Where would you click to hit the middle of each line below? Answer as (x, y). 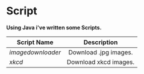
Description (101, 42)
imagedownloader (35, 52)
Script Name (35, 42)
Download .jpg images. (101, 52)
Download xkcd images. (101, 62)
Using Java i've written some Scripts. (54, 27)
